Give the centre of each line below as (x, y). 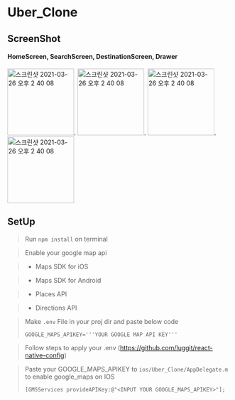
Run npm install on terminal (66, 239)
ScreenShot (34, 39)
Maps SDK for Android (68, 280)
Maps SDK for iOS (62, 266)
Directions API (56, 308)
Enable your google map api (66, 252)
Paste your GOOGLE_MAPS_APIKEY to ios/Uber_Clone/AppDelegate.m (126, 369)
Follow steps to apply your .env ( (72, 347)
